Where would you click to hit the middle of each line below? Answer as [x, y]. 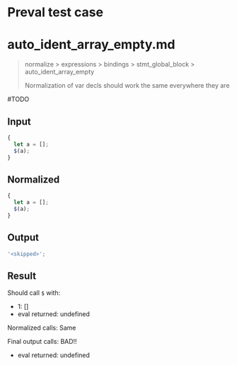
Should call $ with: [34, 293]
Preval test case [56, 12]
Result [22, 276]
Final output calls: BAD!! [42, 342]
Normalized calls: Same [42, 328]
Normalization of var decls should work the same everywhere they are [127, 86]
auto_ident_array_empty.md [91, 45]
